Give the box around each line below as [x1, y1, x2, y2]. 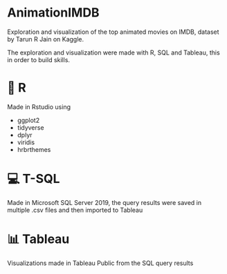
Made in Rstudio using [7, 102, 71, 111]
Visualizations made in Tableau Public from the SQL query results [7, 259, 194, 267]
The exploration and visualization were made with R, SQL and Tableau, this [7, 48, 220, 57]
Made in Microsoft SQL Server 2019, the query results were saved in [7, 198, 202, 206]
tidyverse [17, 123, 44, 132]
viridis [17, 138, 35, 146]
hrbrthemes [17, 145, 51, 153]
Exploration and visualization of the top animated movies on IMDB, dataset [7, 28, 219, 36]
